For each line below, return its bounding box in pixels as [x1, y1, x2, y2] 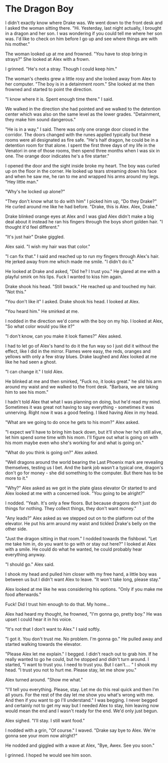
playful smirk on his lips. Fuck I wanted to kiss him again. [5, 274, 123, 280]
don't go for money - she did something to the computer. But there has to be [5, 470, 163, 476]
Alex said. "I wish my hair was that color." [5, 243, 90, 249]
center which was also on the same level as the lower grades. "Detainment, [5, 111, 161, 117]
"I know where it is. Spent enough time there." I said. [5, 96, 114, 102]
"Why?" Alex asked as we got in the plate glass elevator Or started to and [5, 485, 157, 491]
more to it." [5, 475, 28, 481]
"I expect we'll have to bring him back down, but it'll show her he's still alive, [5, 429, 163, 435]
